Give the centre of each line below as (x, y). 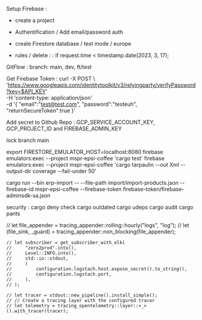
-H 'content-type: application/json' (49, 98)
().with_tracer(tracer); (37, 311)
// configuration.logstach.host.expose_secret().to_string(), (97, 269)
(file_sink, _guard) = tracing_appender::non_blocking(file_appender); (91, 232)
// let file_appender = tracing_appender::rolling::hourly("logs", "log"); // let (98, 225)
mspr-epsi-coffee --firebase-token (78, 189)
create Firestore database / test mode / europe (73, 44)
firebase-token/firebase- (153, 189)
